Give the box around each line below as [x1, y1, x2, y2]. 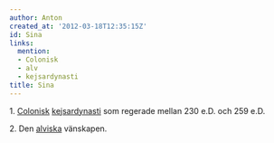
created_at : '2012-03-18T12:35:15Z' [9, 22, 147, 31]
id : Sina [9, 30, 43, 39]
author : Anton [9, 13, 63, 23]
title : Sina [9, 81, 54, 90]
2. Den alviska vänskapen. [9, 123, 108, 134]
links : [9, 38, 34, 48]
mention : [17, 47, 51, 56]
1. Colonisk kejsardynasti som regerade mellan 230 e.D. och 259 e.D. [9, 105, 266, 116]
